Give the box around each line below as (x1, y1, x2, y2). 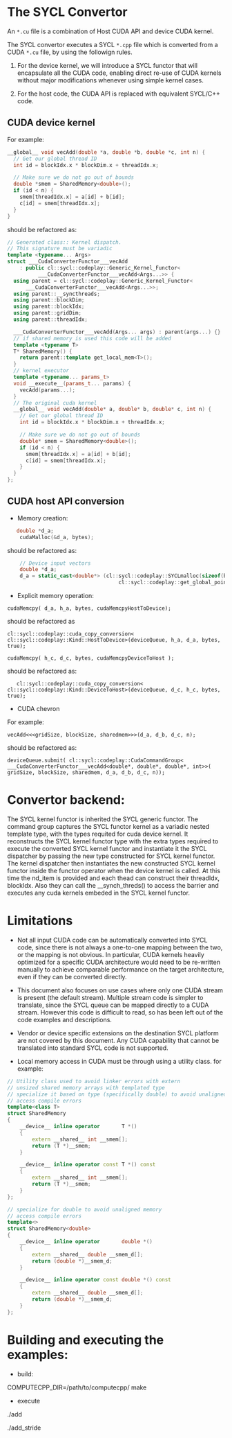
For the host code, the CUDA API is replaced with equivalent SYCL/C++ (17, 89, 221, 98)
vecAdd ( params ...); (19, 386, 76, 394)
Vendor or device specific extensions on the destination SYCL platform (17, 1028, 219, 1037)
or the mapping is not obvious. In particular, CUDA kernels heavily (17, 950, 205, 958)
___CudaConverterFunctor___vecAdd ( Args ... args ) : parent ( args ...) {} (13, 328, 221, 335)
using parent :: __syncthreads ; (13, 290, 100, 297)
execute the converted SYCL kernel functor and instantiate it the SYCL (7, 845, 207, 852)
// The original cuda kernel (13, 399, 97, 406)
